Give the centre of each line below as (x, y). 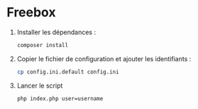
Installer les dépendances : (56, 32)
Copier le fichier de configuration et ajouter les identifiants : (104, 58)
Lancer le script (40, 85)
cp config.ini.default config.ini (68, 72)
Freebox (31, 12)
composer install (43, 45)
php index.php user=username (60, 98)
